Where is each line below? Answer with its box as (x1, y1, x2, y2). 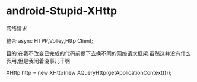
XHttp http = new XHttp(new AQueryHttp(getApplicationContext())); (6, 69, 172, 76)
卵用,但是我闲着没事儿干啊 (6, 57, 71, 64)
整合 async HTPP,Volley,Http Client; (6, 37, 93, 44)
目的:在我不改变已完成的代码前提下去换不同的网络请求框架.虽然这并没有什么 (6, 49, 192, 57)
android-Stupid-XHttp (6, 4, 117, 18)
